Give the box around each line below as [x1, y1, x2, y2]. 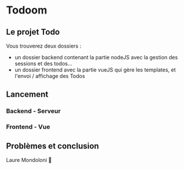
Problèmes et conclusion [6, 141, 99, 151]
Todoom [6, 4, 48, 17]
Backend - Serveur [6, 107, 61, 115]
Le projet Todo [6, 27, 60, 37]
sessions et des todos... [14, 60, 72, 67]
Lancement [6, 89, 49, 100]
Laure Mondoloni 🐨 [6, 157, 52, 164]
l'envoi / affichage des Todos [14, 73, 85, 79]
